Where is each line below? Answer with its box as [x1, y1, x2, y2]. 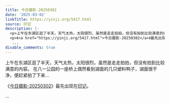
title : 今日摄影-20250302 [5, 7, 57, 13]
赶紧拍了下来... [18, 72, 50, 78]
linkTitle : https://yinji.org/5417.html [5, 17, 92, 22]
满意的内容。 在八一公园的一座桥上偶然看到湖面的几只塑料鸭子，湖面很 [5, 66, 153, 72]
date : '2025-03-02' [5, 12, 47, 17]
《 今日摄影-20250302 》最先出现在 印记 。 [5, 83, 92, 89]
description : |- [5, 26, 39, 31]
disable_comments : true [5, 45, 56, 50]
